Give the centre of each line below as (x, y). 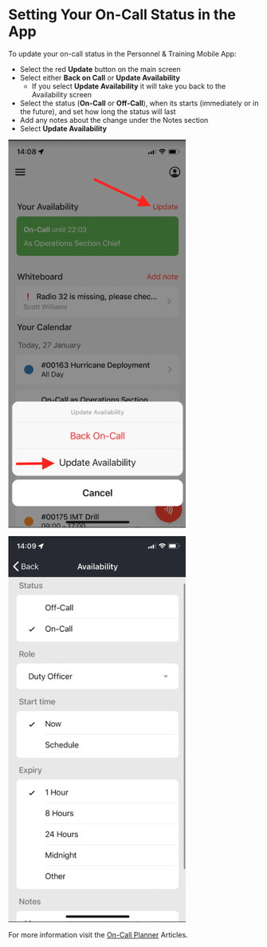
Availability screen (62, 94)
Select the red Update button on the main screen (100, 69)
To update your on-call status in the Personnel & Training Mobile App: (122, 53)
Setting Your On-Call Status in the (122, 15)
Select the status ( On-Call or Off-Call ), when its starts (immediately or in (139, 103)
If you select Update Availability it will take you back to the (129, 86)
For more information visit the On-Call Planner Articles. (98, 934)
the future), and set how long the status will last (98, 111)
